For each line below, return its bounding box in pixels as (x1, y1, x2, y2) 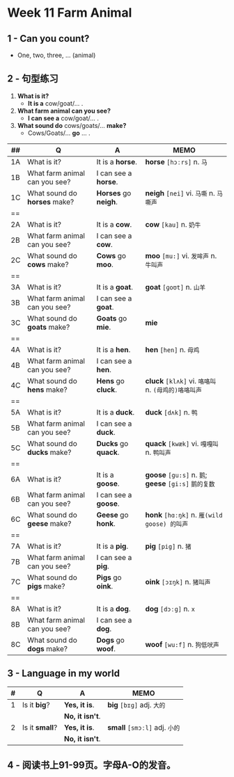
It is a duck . (96, 407, 134, 417)
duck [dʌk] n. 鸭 (145, 407, 198, 417)
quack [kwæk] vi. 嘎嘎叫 (145, 438, 219, 448)
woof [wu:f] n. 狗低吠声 (145, 639, 219, 649)
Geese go (96, 510, 129, 520)
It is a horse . (96, 157, 138, 166)
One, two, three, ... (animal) (17, 51, 96, 59)
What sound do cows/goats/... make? (17, 121, 127, 129)
